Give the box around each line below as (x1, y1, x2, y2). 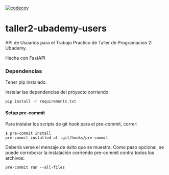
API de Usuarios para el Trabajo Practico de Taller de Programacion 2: (5, 39, 153, 45)
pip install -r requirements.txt (5, 99, 77, 104)
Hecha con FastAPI (5, 55, 46, 61)
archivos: (5, 155, 25, 161)
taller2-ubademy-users (5, 23, 107, 34)
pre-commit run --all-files (5, 165, 65, 170)
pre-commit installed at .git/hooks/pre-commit (5, 135, 109, 140)
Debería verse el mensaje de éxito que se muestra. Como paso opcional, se (5, 144, 164, 151)
